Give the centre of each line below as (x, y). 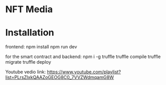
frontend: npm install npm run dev (41, 47)
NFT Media (29, 9)
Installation (30, 33)
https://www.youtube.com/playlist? (84, 72)
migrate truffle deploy (28, 62)
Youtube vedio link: (26, 72)
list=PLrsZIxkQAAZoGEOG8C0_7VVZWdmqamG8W (60, 77)
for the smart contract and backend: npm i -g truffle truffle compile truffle (83, 56)
